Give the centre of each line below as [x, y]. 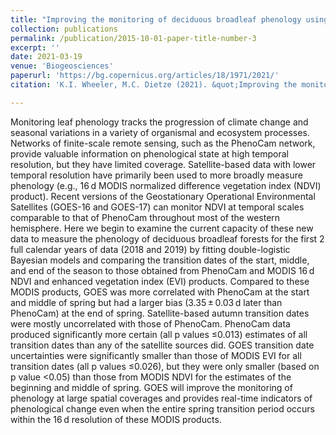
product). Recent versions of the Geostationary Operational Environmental [163, 196]
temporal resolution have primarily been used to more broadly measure [156, 175]
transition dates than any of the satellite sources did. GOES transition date [162, 345]
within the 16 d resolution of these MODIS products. [116, 419]
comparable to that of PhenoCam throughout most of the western [145, 217]
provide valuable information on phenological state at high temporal [149, 153]
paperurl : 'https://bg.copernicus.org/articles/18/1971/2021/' [145, 76]
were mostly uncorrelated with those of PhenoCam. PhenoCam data [150, 323]
